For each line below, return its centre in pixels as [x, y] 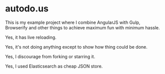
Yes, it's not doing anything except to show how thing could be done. [76, 47]
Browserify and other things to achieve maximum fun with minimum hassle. [82, 27]
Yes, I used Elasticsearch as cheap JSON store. [54, 66]
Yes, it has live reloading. [31, 37]
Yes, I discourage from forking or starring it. [50, 56]
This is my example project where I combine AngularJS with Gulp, [73, 22]
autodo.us [27, 9]
